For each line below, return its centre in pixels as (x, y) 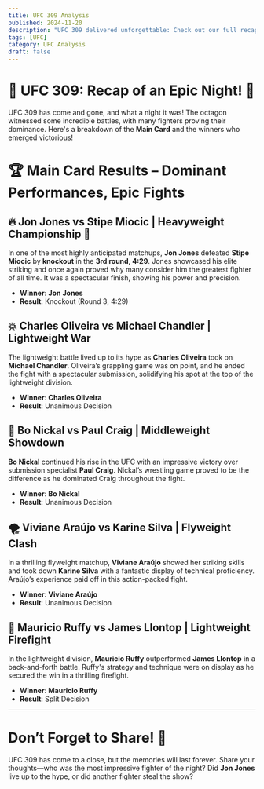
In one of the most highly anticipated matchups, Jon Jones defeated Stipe (129, 253)
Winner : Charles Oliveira (60, 397)
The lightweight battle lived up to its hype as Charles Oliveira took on (121, 357)
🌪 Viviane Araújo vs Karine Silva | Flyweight (120, 527)
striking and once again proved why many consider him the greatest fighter (130, 269)
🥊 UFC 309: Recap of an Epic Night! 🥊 (132, 91)
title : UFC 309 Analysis (49, 15)
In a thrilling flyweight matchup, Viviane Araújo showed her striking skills (126, 563)
